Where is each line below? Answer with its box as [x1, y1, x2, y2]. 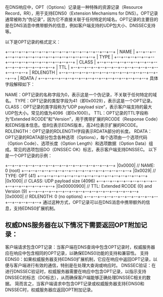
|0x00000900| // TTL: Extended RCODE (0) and [56, 183, 152, 189]
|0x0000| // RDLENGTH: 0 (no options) [5, 194, 83, 199]
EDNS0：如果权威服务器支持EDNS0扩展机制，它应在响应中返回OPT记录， [5, 256, 153, 262]
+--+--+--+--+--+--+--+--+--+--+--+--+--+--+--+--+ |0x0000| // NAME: [5, 162, 155, 168]
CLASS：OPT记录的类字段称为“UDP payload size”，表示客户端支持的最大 [5, 104, 152, 110]
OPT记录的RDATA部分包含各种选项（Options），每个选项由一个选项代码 [5, 135, 147, 140]
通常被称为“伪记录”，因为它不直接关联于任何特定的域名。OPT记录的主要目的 [5, 17, 159, 22]
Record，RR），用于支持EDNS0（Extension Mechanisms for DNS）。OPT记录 [5, 10, 158, 16]
